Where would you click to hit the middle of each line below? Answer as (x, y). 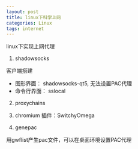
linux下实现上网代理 (31, 46)
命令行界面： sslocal (40, 91)
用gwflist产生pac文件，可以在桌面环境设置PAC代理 (69, 140)
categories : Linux (29, 23)
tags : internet (25, 29)
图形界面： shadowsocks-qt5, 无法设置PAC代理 (73, 84)
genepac (26, 127)
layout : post (22, 12)
